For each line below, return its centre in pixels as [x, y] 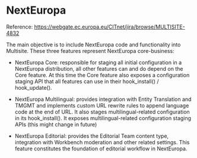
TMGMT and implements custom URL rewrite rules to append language [102, 105]
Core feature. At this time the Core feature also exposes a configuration [102, 75]
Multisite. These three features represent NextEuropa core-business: [90, 50]
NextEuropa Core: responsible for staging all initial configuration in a [98, 62]
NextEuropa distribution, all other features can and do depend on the [99, 68]
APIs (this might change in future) [56, 124]
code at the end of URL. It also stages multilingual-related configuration [102, 112]
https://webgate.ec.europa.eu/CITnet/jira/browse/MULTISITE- [109, 27]
